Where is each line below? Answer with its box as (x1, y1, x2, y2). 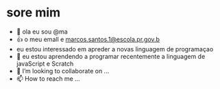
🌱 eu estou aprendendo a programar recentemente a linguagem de (16, 52, 206, 60)
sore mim (6, 5, 61, 21)
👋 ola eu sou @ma (16, 27, 68, 36)
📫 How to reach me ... (16, 74, 80, 83)
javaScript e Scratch (16, 60, 74, 68)
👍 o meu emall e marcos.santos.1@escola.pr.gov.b (16, 35, 160, 43)
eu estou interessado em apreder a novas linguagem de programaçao (16, 44, 214, 53)
